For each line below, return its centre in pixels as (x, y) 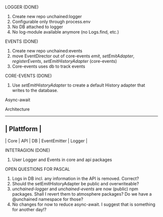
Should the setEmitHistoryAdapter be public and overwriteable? (75, 183)
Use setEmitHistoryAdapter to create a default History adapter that (79, 85)
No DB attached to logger (37, 27)
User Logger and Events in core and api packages (62, 160)
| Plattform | (24, 129)
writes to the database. (35, 90)
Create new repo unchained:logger (47, 16)
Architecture (17, 109)
